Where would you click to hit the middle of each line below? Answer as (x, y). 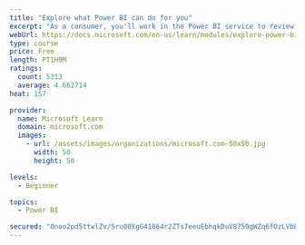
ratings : (26, 69)
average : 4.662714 (53, 85)
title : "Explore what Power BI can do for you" (101, 18)
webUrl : (24, 34)
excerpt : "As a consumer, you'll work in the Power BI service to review (152, 26)
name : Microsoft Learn (60, 119)
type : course (34, 43)
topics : (24, 202)
